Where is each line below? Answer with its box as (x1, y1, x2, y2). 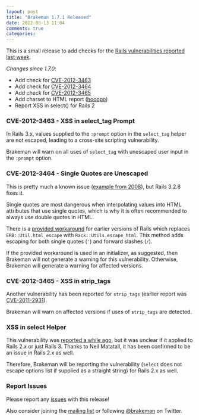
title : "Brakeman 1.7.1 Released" (6, 14, 92, 20)
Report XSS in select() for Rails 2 (14, 102, 95, 109)
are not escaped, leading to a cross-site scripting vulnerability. (6, 136, 159, 144)
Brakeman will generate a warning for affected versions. (6, 262, 144, 269)
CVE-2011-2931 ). (6, 297, 48, 304)
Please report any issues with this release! (6, 396, 110, 403)
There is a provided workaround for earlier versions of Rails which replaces (6, 225, 190, 232)
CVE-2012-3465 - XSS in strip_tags (6, 276, 111, 285)
